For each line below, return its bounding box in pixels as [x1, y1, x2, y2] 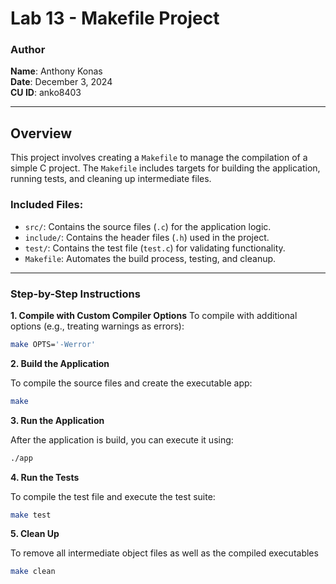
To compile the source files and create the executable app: [10, 377, 253, 389]
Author [10, 43, 46, 57]
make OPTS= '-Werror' [10, 339, 97, 349]
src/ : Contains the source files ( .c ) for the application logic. [24, 220, 272, 232]
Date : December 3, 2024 [10, 76, 113, 88]
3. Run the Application [10, 414, 105, 426]
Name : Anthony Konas [10, 65, 103, 77]
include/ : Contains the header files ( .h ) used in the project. [24, 231, 270, 243]
